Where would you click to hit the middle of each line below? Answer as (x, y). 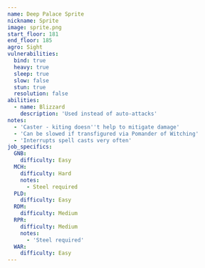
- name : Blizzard (40, 107)
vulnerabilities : (33, 54)
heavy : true (32, 67)
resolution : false (41, 94)
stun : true (30, 87)
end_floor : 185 (30, 41)
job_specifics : (30, 147)
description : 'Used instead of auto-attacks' (89, 114)
